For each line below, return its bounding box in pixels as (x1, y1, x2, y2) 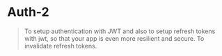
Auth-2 (7, 4, 50, 20)
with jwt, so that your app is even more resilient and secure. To (24, 34, 205, 42)
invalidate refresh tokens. (24, 41, 97, 50)
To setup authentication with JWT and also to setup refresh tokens (24, 27, 216, 35)
